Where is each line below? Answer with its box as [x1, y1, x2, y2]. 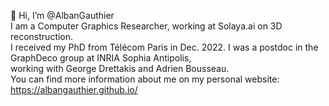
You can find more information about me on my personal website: [10, 73, 280, 85]
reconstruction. [10, 31, 74, 42]
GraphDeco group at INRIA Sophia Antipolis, [10, 52, 192, 64]
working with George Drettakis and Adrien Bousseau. [10, 63, 230, 74]
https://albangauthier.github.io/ [10, 84, 138, 95]
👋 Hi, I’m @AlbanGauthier [10, 10, 115, 21]
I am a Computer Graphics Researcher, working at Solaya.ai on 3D [10, 20, 283, 32]
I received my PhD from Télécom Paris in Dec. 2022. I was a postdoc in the [10, 41, 319, 53]
